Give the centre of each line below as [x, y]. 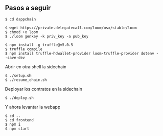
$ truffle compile [24, 49]
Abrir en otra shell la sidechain [36, 67]
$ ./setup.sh [18, 76]
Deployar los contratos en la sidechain [44, 89]
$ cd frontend [20, 120]
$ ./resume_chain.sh [26, 80]
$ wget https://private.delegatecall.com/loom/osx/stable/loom [71, 28]
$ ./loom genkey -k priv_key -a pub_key [47, 36]
